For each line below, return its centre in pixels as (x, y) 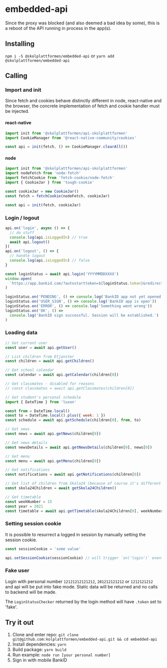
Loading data (21, 333)
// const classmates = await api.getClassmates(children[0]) (70, 388)
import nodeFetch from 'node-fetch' (43, 173)
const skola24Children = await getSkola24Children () (61, 488)
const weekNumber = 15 (29, 501)
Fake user (17, 571)
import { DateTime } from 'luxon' (41, 402)
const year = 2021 (24, 506)
